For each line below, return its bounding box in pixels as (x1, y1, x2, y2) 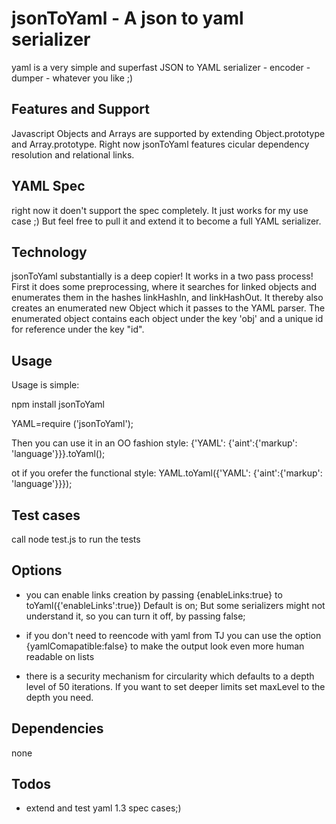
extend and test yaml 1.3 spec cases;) (25, 802, 182, 814)
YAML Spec (11, 178, 86, 195)
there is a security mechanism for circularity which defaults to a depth (25, 670, 315, 682)
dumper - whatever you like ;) (11, 72, 134, 84)
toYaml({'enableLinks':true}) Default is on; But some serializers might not (25, 599, 326, 611)
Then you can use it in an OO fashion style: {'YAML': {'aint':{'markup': (11, 437, 298, 449)
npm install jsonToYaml (11, 398, 105, 411)
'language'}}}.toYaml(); (11, 448, 106, 460)
